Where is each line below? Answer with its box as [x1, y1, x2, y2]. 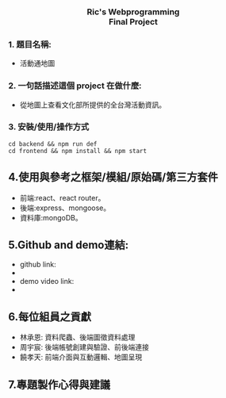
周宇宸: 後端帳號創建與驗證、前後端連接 [19, 343, 149, 352]
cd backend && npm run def [8, 140, 98, 148]
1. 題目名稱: [8, 39, 52, 50]
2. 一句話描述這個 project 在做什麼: [8, 80, 142, 91]
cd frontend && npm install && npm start [8, 147, 147, 155]
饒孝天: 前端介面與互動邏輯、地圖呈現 [19, 352, 143, 362]
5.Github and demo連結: [8, 239, 129, 252]
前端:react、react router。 [19, 193, 105, 202]
